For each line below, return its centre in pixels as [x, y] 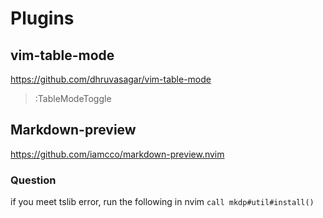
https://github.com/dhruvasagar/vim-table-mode [111, 79]
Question [33, 180]
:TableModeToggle [73, 98]
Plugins [42, 18]
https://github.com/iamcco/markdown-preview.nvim [117, 154]
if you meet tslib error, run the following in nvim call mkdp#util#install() [162, 202]
